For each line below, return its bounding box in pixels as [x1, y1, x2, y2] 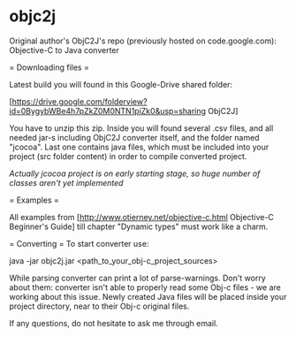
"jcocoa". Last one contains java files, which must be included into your [9, 142, 269, 152]
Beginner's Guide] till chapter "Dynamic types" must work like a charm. [9, 221, 269, 232]
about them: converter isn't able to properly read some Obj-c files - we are [9, 281, 281, 293]
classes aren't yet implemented [9, 177, 124, 188]
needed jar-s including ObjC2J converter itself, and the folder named [9, 132, 260, 142]
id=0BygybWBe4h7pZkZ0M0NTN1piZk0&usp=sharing [9, 105, 206, 116]
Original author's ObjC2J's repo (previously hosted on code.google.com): [9, 35, 277, 46]
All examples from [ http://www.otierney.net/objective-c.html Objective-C [9, 211, 274, 222]
